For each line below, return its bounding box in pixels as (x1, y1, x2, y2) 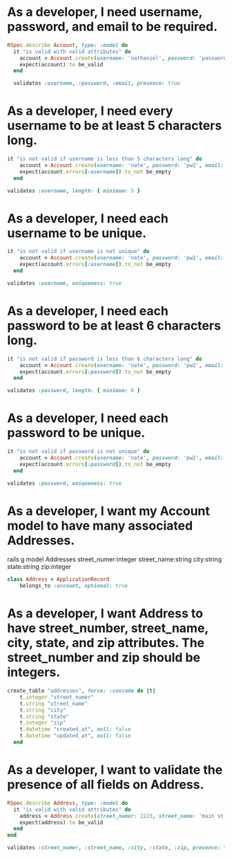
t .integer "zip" (19, 720, 67, 727)
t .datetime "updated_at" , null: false (19, 732, 131, 740)
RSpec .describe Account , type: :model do (7, 41, 128, 48)
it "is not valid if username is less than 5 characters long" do (7, 156, 202, 162)
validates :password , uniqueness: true (7, 480, 122, 487)
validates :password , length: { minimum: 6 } (7, 387, 140, 394)
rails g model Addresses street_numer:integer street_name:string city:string (7, 555, 222, 563)
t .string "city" (19, 707, 67, 714)
